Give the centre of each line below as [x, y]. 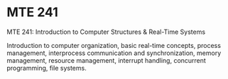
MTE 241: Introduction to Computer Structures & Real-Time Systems [106, 32]
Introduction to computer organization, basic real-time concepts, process [114, 45]
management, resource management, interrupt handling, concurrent [107, 60]
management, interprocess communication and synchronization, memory [114, 53]
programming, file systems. [47, 68]
